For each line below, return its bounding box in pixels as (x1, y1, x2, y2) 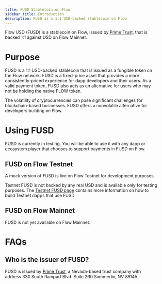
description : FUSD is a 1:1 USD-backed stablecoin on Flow (5, 16, 127, 21)
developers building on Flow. (5, 108, 63, 114)
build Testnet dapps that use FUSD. (5, 192, 76, 199)
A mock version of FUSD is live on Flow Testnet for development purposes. (5, 173, 155, 179)
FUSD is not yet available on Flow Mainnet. (5, 219, 91, 225)
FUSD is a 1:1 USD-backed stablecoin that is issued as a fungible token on (5, 67, 153, 73)
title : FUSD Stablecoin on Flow (5, 7, 70, 12)
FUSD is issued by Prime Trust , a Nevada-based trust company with (5, 268, 141, 274)
